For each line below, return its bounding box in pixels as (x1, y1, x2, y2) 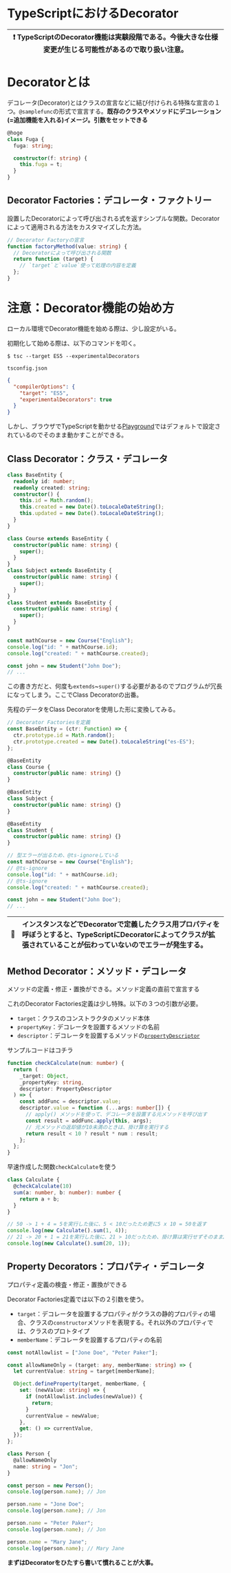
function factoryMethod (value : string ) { (7, 243, 128, 250)
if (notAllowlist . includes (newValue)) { (25, 1393, 143, 1400)
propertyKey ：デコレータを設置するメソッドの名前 (16, 1023, 160, 1031)
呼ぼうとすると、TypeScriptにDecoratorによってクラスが (21, 930, 208, 940)
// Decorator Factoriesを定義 (7, 719, 91, 726)
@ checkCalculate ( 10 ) (13, 1183, 72, 1190)
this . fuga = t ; (19, 161, 63, 168)
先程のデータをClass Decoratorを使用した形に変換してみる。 (7, 706, 179, 714)
